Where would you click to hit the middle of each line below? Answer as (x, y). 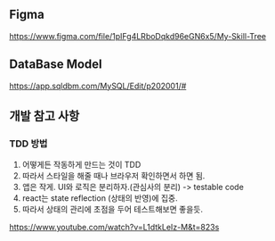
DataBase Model (56, 65)
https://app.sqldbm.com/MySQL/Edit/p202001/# (98, 86)
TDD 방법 (28, 144)
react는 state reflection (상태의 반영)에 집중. (100, 198)
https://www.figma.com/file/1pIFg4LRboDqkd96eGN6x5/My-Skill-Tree (138, 36)
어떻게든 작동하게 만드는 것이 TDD (81, 165)
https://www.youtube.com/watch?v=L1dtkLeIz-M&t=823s (114, 228)
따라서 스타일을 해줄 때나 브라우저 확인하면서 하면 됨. (113, 176)
